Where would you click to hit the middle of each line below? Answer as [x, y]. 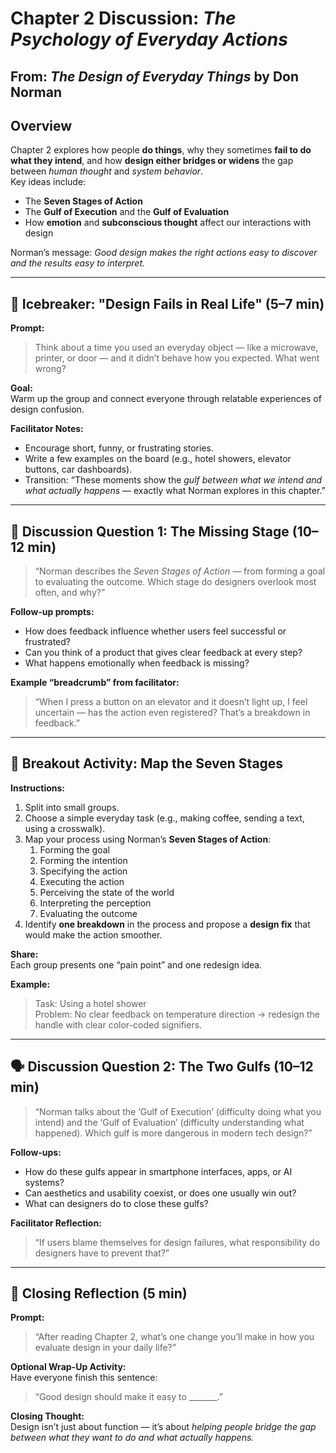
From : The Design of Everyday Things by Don [155, 76]
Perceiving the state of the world [107, 892]
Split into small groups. [72, 807]
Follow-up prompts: [52, 612]
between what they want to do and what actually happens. [132, 1438]
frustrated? [47, 642]
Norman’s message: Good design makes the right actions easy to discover [164, 253]
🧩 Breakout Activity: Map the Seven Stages [147, 763]
